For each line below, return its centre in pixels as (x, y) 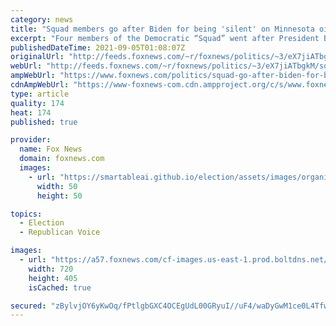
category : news (42, 19)
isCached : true (60, 287)
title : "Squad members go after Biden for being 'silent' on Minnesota (162, 29)
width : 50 (57, 186)
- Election (42, 223)
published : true (44, 122)
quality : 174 (37, 103)
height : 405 (53, 278)
